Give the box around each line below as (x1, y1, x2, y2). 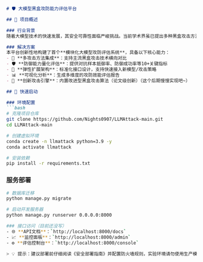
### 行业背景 (6, 27, 36, 33)
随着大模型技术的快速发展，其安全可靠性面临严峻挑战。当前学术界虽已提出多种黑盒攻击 (6, 33, 191, 39)
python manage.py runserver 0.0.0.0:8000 (6, 212, 112, 219)
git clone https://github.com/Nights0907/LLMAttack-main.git (6, 117, 164, 123)
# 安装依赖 (6, 155, 30, 161)
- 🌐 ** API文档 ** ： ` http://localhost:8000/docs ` (6, 228, 127, 235)
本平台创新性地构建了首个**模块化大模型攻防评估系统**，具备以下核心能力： (6, 50, 170, 56)
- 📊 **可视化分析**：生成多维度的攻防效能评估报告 (6, 72, 120, 78)
